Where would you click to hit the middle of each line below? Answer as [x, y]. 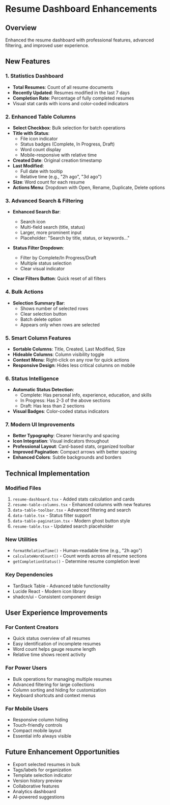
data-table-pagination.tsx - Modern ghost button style [71, 521]
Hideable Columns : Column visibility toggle [58, 354]
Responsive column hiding [40, 720]
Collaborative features [36, 786]
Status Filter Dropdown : [38, 248]
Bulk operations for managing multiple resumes [62, 679]
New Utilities [21, 539]
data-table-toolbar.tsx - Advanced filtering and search [72, 510]
